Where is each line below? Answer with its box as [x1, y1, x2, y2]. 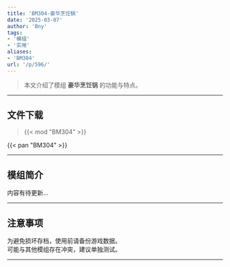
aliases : [7, 49, 32, 56]
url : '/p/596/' [7, 61, 51, 68]
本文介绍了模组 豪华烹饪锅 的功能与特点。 [23, 80, 142, 89]
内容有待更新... [7, 189, 49, 197]
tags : [7, 29, 23, 36]
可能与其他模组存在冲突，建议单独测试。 [7, 245, 121, 254]
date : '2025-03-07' [7, 16, 63, 23]
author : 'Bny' [7, 23, 48, 30]
